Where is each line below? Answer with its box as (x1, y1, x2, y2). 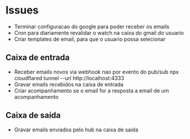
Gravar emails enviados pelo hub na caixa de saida (14, 126, 139, 133)
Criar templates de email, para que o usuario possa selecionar (14, 35, 166, 42)
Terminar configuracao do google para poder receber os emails (14, 23, 170, 30)
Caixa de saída (5, 110, 61, 121)
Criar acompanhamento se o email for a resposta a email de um (14, 87, 169, 94)
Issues (5, 4, 39, 17)
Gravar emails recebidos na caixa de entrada (14, 81, 124, 88)
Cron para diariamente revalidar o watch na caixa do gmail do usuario (14, 29, 184, 36)
